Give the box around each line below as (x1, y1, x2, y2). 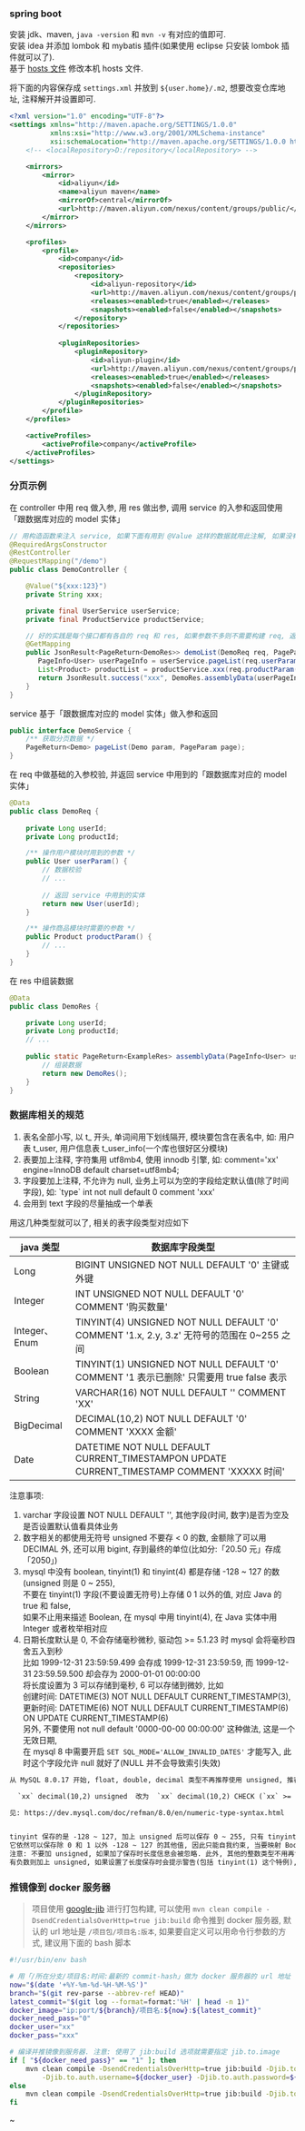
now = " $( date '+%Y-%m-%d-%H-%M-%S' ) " (9, 1980, 148, 1989)
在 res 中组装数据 (9, 975, 74, 986)
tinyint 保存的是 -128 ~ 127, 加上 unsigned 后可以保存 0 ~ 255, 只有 (9, 1832, 265, 1841)
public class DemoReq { (9, 806, 100, 815)
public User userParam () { (25, 857, 128, 866)
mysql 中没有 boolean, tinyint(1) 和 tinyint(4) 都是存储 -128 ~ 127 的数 (22, 1565, 280, 1577)
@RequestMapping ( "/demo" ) (9, 557, 107, 566)
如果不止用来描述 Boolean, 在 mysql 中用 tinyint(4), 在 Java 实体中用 (22, 1611, 278, 1623)
